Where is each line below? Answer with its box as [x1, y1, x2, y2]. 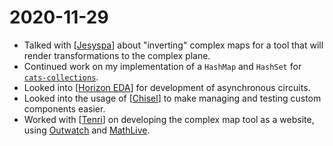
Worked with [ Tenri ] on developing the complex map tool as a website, [23, 113, 315, 125]
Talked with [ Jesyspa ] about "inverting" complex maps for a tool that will [23, 39, 324, 51]
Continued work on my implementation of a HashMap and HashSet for [23, 60, 302, 72]
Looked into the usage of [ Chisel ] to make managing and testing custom [23, 92, 322, 104]
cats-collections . [23, 71, 99, 83]
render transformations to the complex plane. [23, 49, 211, 61]
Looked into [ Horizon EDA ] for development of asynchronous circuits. [23, 81, 311, 93]
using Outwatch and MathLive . [23, 124, 151, 136]
